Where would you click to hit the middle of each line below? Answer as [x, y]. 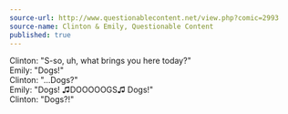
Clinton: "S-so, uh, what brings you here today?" [100, 61]
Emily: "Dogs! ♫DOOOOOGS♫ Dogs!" [82, 90]
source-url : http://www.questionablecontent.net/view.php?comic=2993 [144, 18]
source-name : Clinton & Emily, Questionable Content [112, 26]
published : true [40, 35]
